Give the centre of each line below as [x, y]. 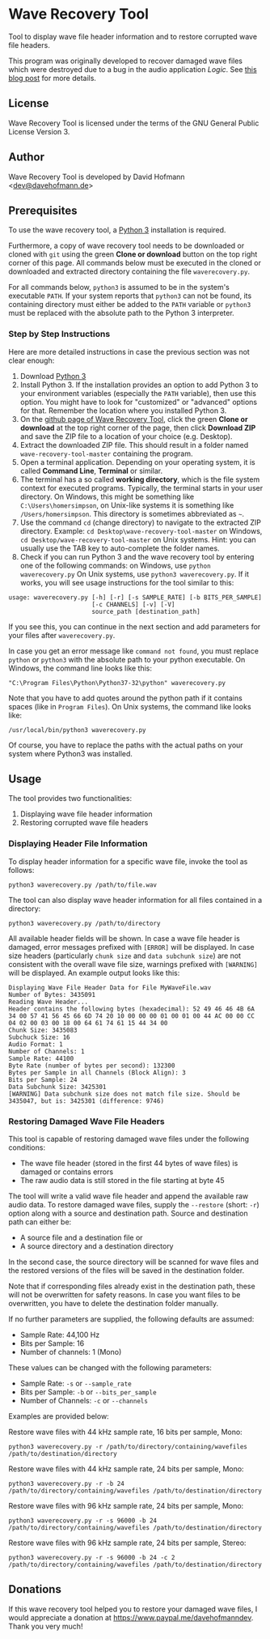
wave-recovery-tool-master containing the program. [106, 453]
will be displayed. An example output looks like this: [94, 973]
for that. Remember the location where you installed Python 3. [123, 411]
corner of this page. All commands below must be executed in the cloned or [135, 263]
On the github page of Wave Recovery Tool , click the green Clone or [134, 419]
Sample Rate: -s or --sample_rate [76, 1384]
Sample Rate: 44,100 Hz [60, 1335]
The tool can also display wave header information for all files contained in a [135, 900]
